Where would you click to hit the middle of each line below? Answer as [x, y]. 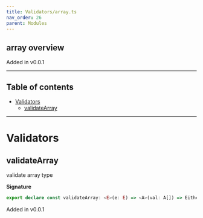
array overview [35, 48]
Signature [19, 187]
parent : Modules [27, 23]
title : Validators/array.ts [42, 12]
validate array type [30, 175]
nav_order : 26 [24, 18]
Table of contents [40, 87]
